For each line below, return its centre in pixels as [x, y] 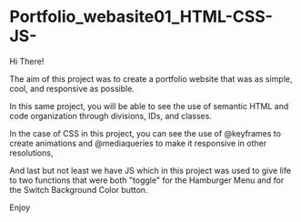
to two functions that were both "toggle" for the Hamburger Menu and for [147, 180]
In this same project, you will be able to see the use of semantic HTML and [149, 106]
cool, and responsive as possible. [72, 88]
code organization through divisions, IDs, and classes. [110, 116]
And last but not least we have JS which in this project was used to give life [150, 170]
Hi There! [27, 61]
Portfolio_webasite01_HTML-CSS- [141, 17]
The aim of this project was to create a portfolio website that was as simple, [151, 78]
